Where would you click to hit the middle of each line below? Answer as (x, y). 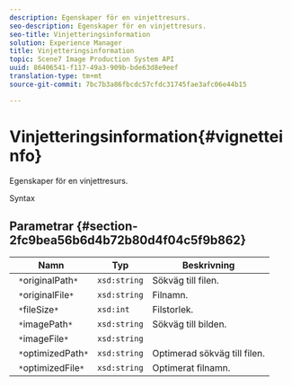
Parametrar (42, 226)
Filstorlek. (173, 310)
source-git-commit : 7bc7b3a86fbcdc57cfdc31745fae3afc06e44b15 (128, 84)
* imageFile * (44, 339)
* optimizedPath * (53, 354)
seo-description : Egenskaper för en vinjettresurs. (108, 26)
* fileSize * (39, 310)
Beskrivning (208, 266)
